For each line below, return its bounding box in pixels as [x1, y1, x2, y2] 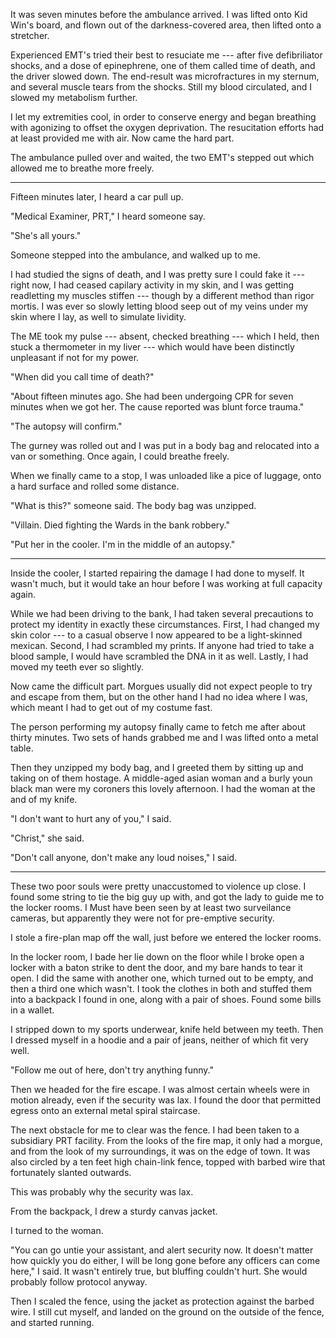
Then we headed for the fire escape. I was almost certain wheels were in [10, 1084, 310, 1095]
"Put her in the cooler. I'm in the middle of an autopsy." [10, 539, 236, 550]
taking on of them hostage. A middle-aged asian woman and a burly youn [10, 772, 313, 784]
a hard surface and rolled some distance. [10, 480, 180, 492]
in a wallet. [10, 1004, 55, 1016]
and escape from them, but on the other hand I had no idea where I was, [10, 691, 308, 703]
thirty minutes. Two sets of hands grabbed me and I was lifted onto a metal [10, 732, 319, 743]
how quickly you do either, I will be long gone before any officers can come [10, 1255, 321, 1266]
